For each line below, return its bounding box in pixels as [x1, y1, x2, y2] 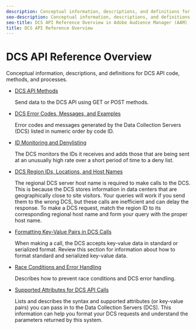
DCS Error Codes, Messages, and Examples [14, 110, 121, 117]
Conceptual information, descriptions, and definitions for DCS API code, [6, 70, 180, 77]
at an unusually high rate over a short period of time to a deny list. [14, 157, 174, 164]
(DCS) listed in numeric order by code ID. [14, 127, 114, 135]
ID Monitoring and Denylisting [14, 139, 87, 146]
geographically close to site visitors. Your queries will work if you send [14, 192, 185, 199]
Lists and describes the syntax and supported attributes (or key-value [14, 298, 184, 305]
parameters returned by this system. [14, 317, 103, 324]
